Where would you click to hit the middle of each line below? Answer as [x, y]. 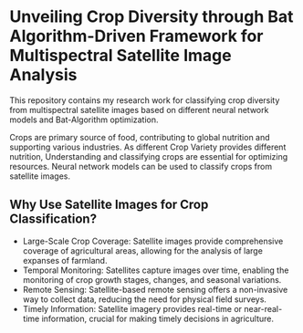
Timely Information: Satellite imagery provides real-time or [132, 308]
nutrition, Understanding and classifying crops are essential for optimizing [149, 156]
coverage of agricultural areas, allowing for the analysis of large [142, 250]
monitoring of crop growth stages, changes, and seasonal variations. [152, 279]
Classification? [53, 219]
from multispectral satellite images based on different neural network [139, 109]
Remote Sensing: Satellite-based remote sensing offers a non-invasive [155, 289]
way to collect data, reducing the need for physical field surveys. [145, 299]
